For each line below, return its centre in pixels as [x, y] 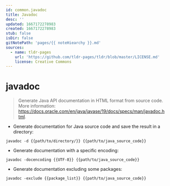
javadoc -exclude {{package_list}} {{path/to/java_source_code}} [76, 178]
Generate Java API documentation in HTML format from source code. [91, 101]
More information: [37, 106]
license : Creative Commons [43, 62]
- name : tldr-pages [31, 52]
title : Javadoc [22, 15]
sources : [15, 48]
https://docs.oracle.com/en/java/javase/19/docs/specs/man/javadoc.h [91, 111]
